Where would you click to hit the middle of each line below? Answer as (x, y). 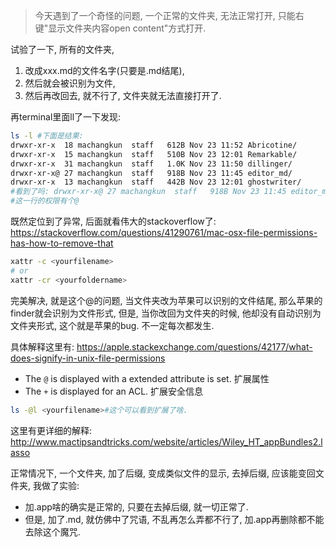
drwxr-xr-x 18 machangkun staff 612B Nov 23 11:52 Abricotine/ (154, 145)
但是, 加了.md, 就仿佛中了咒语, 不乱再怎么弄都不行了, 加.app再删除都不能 (174, 519)
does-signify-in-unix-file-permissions (88, 358)
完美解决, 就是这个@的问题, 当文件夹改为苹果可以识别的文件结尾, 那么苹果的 (166, 300)
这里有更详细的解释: (51, 430)
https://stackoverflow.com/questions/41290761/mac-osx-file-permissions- (164, 232)
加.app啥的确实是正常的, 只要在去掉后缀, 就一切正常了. (136, 506)
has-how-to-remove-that (62, 243)
